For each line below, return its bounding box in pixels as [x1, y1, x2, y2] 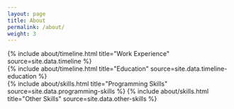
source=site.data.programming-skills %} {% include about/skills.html [7, 87, 209, 96]
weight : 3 [7, 30, 37, 38]
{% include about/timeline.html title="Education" [7, 64, 149, 73]
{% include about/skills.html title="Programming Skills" [7, 79, 168, 88]
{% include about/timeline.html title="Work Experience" [7, 50, 170, 58]
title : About [7, 17, 46, 24]
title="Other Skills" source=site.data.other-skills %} [7, 95, 157, 103]
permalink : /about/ [7, 23, 65, 30]
